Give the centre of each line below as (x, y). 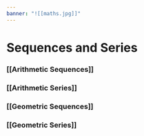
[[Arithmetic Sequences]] (50, 69)
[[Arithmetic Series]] (42, 88)
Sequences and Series (72, 47)
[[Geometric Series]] (42, 125)
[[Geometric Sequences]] (50, 106)
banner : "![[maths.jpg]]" (43, 13)
